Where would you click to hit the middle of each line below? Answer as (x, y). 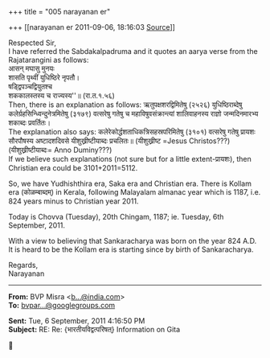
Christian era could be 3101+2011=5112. (73, 168)
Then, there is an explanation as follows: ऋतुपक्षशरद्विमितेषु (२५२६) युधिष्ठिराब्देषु (125, 105)
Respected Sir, (33, 43)
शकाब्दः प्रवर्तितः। (29, 123)
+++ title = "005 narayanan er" (59, 12)
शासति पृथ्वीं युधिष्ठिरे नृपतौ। (44, 77)
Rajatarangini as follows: (49, 60)
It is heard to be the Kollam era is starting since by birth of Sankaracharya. (131, 249)
